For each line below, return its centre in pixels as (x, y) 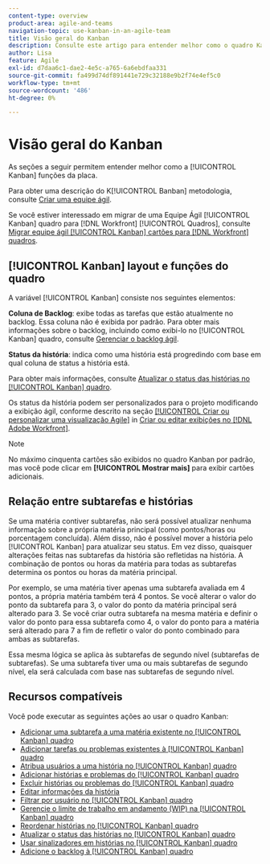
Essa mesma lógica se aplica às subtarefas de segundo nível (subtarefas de (134, 654)
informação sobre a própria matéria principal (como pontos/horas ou (122, 529)
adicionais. (26, 476)
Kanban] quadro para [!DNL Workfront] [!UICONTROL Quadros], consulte (129, 224)
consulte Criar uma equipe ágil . (60, 200)
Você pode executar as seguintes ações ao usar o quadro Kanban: (119, 716)
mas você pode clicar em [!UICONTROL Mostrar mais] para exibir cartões (131, 468)
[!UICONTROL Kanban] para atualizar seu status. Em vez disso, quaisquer (131, 546)
